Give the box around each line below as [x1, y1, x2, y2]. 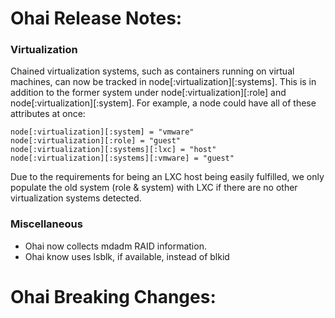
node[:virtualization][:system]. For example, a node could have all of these [10, 97, 317, 109]
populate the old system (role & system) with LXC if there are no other [10, 182, 298, 194]
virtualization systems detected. [10, 192, 142, 204]
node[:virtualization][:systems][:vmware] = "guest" [10, 153, 235, 164]
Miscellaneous [10, 217, 83, 231]
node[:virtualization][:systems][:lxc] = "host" [10, 145, 217, 155]
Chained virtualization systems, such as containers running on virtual [10, 65, 295, 77]
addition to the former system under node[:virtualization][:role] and [10, 87, 287, 99]
